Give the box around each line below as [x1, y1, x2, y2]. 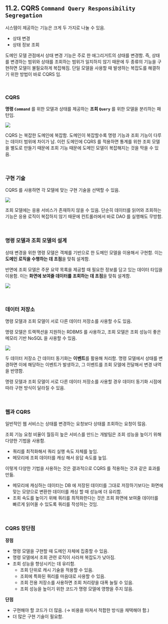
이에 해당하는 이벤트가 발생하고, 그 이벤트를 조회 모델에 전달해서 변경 [18, 362, 152, 367]
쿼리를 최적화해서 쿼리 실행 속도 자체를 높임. [12, 448, 99, 454]
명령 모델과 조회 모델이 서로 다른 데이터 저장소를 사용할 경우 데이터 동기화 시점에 [5, 378, 162, 384]
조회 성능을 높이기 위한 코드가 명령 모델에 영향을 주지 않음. [20, 586, 134, 592]
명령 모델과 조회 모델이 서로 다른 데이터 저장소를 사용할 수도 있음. [5, 318, 132, 324]
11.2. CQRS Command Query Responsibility [5, 4, 135, 13]
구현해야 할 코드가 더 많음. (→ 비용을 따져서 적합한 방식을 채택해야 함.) [12, 607, 149, 613]
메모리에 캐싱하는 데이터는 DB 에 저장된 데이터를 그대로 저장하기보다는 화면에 [12, 483, 163, 489]
